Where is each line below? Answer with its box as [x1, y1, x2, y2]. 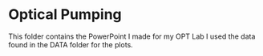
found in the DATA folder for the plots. [8, 39, 134, 49]
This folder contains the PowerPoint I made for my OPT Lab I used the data [8, 32, 256, 41]
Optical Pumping [8, 6, 122, 24]
